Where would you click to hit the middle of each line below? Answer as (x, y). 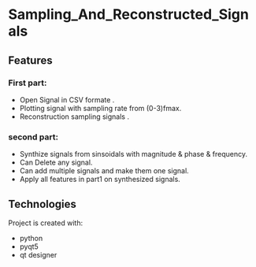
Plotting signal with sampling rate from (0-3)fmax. (100, 108)
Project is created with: (46, 223)
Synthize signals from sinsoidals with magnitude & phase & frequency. (134, 154)
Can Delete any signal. (56, 162)
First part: (28, 83)
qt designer (38, 254)
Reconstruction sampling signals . (74, 117)
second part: (33, 137)
